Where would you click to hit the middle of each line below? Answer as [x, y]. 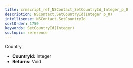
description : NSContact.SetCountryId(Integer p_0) [59, 14]
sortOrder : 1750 [22, 23]
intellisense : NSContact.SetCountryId [45, 19]
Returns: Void [27, 61]
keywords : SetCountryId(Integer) [40, 28]
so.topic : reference [27, 33]
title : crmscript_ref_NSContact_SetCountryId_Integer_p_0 [66, 10]
